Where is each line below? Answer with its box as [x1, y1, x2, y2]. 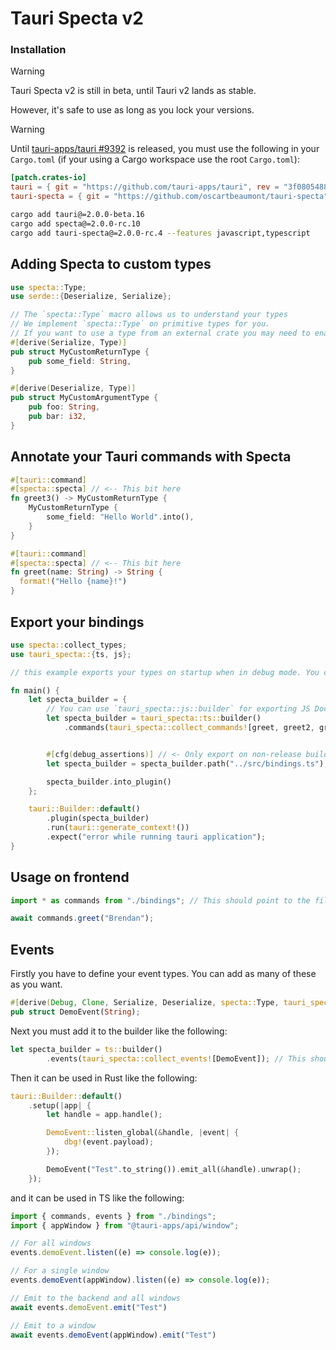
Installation [10, 43, 67, 57]
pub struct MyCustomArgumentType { [10, 393, 159, 403]
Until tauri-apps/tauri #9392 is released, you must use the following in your [10, 143, 320, 155]
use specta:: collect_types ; [10, 640, 128, 650]
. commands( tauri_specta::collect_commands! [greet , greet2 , [63, 723, 315, 733]
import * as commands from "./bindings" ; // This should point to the [10, 895, 311, 906]
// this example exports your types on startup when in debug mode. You [10, 667, 320, 677]
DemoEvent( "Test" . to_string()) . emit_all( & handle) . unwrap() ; [46, 1164, 302, 1174]
